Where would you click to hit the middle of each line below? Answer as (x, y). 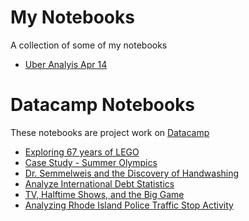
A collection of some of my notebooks (89, 45)
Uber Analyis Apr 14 (66, 64)
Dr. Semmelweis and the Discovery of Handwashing (132, 173)
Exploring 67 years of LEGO (82, 152)
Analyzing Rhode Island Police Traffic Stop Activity (129, 205)
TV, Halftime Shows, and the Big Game (104, 194)
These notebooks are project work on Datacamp (110, 132)
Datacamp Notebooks (103, 105)
